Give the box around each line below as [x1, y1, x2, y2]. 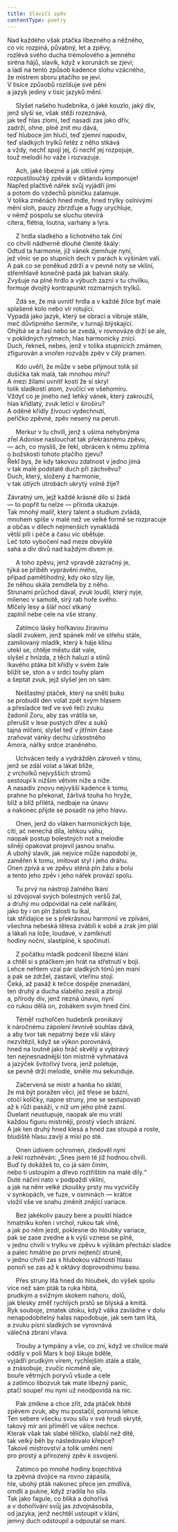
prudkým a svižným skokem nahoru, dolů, [7, 1291, 127, 1299]
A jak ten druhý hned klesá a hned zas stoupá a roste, [7, 1125, 161, 1133]
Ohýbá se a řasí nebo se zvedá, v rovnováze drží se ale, [7, 327, 167, 335]
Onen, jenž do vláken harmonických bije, [15, 819, 132, 827]
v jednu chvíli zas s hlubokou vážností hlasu [7, 1255, 133, 1264]
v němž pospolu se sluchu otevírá [7, 210, 104, 219]
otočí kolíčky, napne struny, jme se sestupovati [7, 1095, 141, 1104]
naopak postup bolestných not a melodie [7, 834, 124, 843]
